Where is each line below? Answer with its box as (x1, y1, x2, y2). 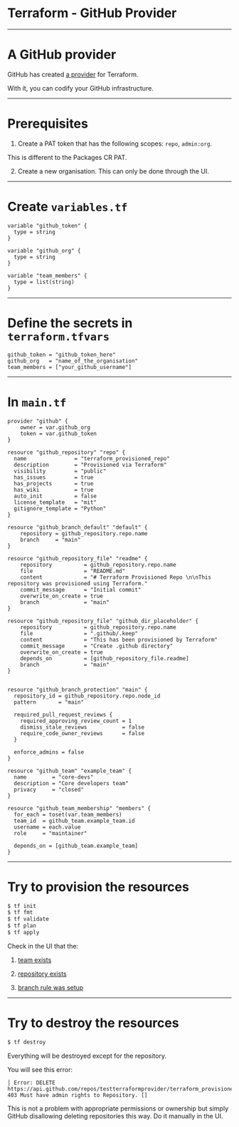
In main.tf (7, 394, 67, 410)
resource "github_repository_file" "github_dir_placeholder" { (7, 617, 199, 625)
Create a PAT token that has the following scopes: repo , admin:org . (17, 139, 212, 148)
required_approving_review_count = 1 (20, 717, 132, 724)
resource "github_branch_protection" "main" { (7, 686, 148, 693)
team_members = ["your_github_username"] (7, 363, 132, 370)
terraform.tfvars (7, 330, 110, 343)
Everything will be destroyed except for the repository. (7, 1051, 167, 1060)
